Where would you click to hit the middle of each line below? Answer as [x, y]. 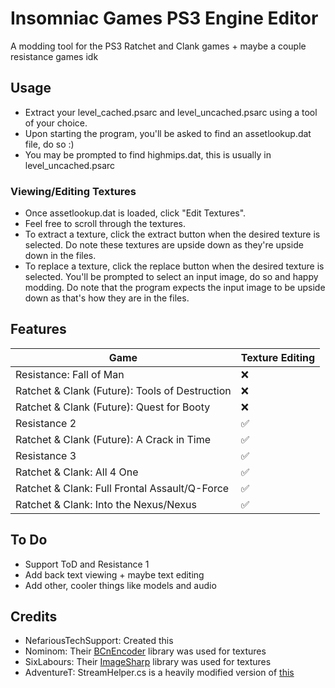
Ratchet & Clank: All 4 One [77, 472]
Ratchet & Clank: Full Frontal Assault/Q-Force [122, 488]
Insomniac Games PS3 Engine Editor [164, 18]
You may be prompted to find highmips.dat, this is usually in [148, 154]
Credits [34, 617]
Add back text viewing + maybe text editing [114, 574]
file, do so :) [49, 144]
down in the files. [60, 256]
